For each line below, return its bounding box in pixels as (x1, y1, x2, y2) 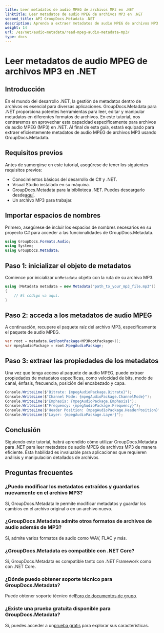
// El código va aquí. (14, 293, 60, 298)
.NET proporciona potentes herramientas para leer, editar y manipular (5, 109, 145, 114)
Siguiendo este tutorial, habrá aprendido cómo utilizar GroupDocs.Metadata (5, 438, 158, 445)
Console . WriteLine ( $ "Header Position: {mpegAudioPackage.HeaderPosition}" (5, 408, 161, 413)
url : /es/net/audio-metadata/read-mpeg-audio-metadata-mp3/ (5, 30, 130, 35)
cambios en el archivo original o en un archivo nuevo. (5, 505, 113, 511)
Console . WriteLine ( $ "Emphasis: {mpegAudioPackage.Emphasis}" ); (5, 399, 137, 404)
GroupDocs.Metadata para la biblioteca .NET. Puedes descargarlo (12, 187, 145, 193)
